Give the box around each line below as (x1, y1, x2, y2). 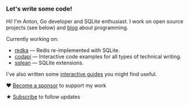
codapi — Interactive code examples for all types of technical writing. (14, 53, 182, 60)
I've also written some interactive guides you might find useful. (6, 71, 157, 78)
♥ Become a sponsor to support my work (6, 82, 107, 89)
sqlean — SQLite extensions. (14, 59, 84, 66)
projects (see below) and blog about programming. (6, 24, 128, 31)
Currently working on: (6, 36, 58, 43)
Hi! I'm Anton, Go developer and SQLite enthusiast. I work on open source (6, 18, 184, 25)
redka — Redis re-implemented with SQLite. (14, 47, 120, 54)
